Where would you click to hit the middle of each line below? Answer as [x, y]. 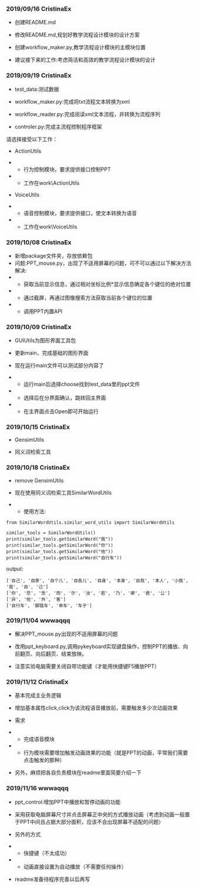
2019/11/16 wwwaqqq [37, 789]
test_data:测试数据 [37, 89]
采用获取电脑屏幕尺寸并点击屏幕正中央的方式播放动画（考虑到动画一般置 [102, 814]
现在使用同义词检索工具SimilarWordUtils [63, 493]
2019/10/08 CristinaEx [39, 242]
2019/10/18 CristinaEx [38, 468]
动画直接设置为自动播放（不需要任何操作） [75, 866]
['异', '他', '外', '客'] [36, 599]
